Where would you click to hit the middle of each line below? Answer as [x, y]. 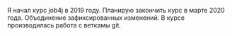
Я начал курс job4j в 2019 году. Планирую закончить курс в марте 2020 [116, 10]
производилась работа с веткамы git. [64, 25]
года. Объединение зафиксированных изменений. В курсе [96, 18]
